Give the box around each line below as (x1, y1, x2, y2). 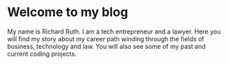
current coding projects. (7, 50, 77, 58)
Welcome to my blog (7, 4, 128, 20)
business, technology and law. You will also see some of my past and (7, 42, 206, 50)
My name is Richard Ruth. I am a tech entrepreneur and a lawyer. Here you (7, 27, 221, 36)
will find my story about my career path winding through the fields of (7, 34, 204, 43)
